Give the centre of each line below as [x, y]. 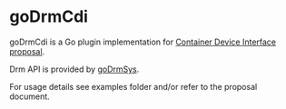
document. [30, 96]
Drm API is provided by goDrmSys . [74, 69]
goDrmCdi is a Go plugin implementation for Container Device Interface [143, 42]
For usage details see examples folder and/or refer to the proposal [133, 86]
